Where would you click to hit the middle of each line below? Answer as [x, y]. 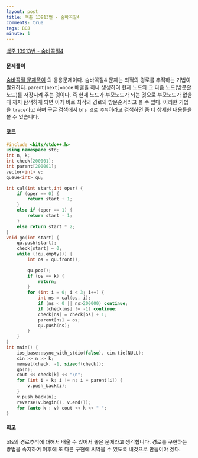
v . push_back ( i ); [47, 386]
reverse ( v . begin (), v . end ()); [54, 402]
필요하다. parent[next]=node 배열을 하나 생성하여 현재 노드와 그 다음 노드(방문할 [99, 87]
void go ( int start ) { [33, 238]
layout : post [22, 12]
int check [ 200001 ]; [30, 161]
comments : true [25, 22]
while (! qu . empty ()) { [45, 254]
